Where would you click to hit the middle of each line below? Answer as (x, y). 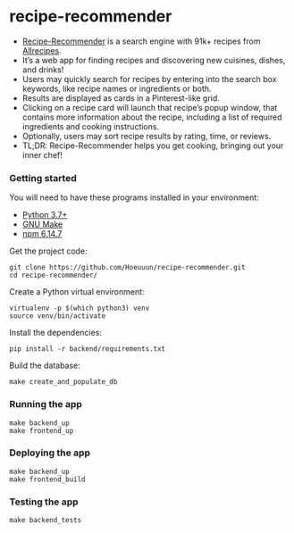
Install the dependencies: (56, 333)
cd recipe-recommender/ (54, 275)
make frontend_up (42, 430)
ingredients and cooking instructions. (90, 126)
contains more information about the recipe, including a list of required (152, 117)
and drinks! (43, 70)
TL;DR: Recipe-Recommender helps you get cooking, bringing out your (153, 146)
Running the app (46, 404)
